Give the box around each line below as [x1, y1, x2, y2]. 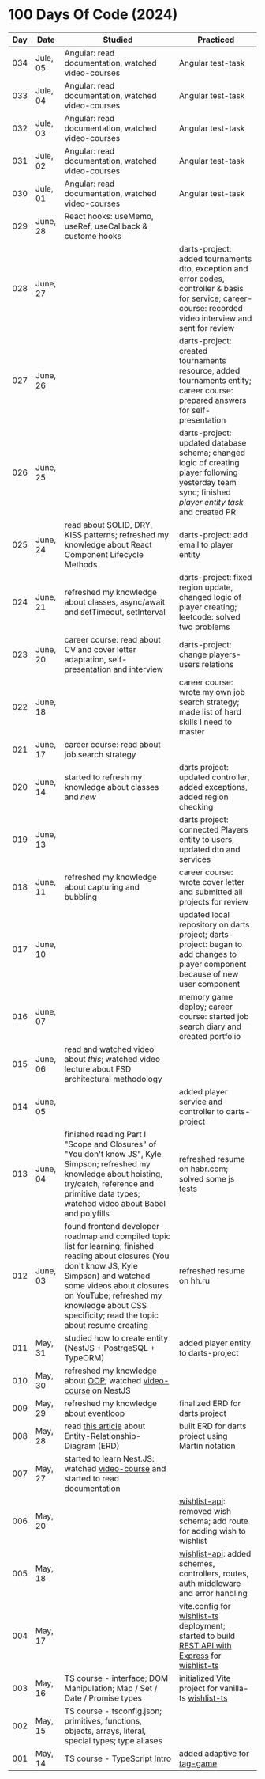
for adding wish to [178, 1525, 246, 1536]
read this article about [64, 1421, 146, 1432]
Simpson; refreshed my [64, 1158, 151, 1169]
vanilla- [219, 1682, 249, 1694]
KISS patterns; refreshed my [64, 529, 170, 540]
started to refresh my [64, 772, 143, 783]
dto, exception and [178, 263, 248, 274]
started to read [64, 1473, 120, 1484]
